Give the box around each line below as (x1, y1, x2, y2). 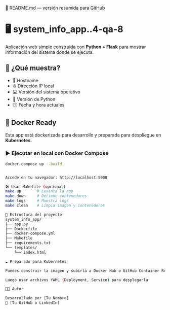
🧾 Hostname (12, 77, 39, 83)
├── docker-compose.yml (5, 231, 56, 236)
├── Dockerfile (5, 226, 37, 231)
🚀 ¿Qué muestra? (5, 64, 61, 73)
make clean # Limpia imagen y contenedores (5, 203, 105, 208)
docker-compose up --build (5, 161, 62, 166)
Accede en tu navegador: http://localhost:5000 (5, 175, 108, 180)
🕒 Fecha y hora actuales (12, 101, 65, 108)
